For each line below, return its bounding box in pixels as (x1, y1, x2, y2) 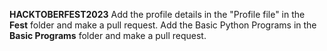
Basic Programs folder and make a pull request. (9, 30, 207, 41)
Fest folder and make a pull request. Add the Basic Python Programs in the (9, 19, 317, 31)
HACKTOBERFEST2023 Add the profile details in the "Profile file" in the (9, 9, 306, 20)
